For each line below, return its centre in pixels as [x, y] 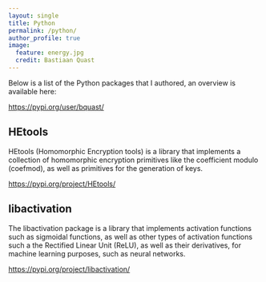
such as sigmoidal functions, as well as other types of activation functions [131, 236]
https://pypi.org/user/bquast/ [56, 107]
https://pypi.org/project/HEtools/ [62, 184]
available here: [32, 91]
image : [19, 46]
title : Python [32, 23]
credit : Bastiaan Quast [55, 61]
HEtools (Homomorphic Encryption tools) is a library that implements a [125, 151]
